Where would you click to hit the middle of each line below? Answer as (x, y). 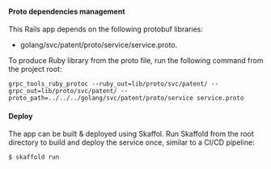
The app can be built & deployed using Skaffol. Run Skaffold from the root (131, 134)
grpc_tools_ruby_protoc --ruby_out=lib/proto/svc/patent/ (108, 84)
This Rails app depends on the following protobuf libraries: (106, 29)
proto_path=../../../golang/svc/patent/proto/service (101, 98)
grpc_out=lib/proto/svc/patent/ (63, 91)
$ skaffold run (34, 158)
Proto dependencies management (67, 11)
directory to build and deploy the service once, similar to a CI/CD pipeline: (131, 142)
